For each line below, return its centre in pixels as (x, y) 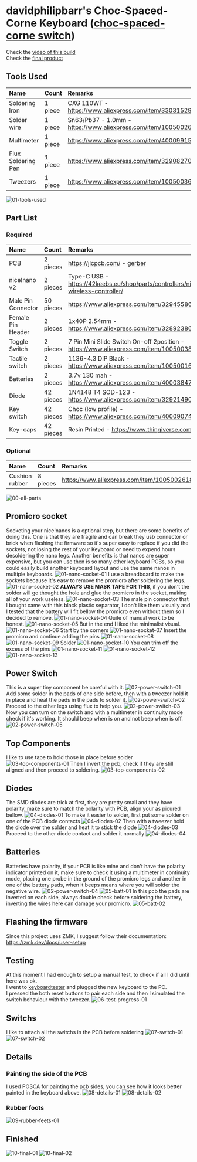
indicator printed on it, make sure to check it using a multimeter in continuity (98, 872)
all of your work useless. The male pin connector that (97, 599)
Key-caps (23, 430)
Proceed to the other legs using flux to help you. (64, 706)
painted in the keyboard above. (43, 1092)
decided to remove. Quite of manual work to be (90, 617)
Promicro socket (37, 516)
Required (19, 235)
